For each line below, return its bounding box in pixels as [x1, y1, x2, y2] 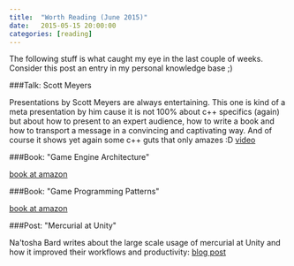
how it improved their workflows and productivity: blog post [9, 247, 227, 257]
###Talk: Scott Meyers [9, 80, 92, 91]
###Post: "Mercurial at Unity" [9, 220, 117, 231]
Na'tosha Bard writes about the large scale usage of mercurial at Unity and [9, 238, 281, 248]
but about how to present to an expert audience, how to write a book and [9, 116, 275, 126]
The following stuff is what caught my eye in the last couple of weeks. [9, 54, 263, 65]
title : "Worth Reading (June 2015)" [9, 12, 148, 22]
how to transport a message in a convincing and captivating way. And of [9, 125, 273, 136]
